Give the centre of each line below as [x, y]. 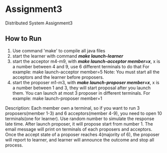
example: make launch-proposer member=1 [57, 98]
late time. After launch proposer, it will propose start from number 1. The [79, 124]
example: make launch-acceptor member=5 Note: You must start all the [86, 72]
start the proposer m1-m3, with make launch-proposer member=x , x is [86, 82]
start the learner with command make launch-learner [68, 56]
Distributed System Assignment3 [39, 23]
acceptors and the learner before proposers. [58, 77]
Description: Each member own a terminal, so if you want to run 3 [73, 108]
